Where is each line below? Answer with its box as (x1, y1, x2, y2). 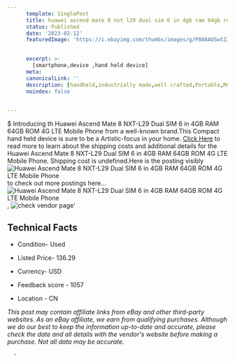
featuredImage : (25, 36, 71, 43)
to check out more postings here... (7, 179, 107, 187)
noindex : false (25, 88, 71, 95)
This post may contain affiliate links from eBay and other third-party (7, 307, 205, 316)
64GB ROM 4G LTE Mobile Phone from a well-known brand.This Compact (7, 127, 220, 136)
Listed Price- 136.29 (17, 253, 76, 262)
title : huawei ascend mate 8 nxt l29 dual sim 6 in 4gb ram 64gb (25, 17, 220, 24)
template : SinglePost (25, 10, 90, 17)
